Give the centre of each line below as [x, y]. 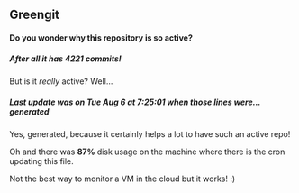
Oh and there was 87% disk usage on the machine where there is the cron [147, 152]
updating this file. [41, 161]
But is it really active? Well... [61, 81]
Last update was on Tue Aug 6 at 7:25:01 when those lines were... [135, 102]
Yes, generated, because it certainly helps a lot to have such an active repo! [150, 133]
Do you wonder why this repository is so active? [101, 37]
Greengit [35, 15]
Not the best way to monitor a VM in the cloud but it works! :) [122, 179]
